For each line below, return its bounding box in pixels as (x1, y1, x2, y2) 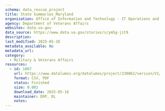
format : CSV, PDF (14, 76, 50, 81)
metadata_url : (5, 48, 34, 53)
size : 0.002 (14, 84, 38, 90)
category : (5, 53, 26, 58)
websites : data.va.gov (5, 26, 52, 30)
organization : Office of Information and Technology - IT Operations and (5, 16, 160, 21)
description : (5, 35, 32, 40)
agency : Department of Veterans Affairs (5, 21, 89, 26)
